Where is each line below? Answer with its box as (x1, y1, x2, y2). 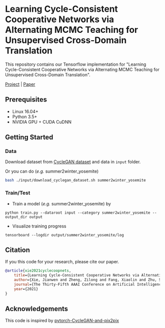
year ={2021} (14, 286, 38, 291)
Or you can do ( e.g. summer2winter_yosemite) (5, 168, 99, 175)
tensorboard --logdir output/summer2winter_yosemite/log (5, 232, 124, 237)
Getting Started (5, 133, 54, 142)
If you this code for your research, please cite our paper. (5, 259, 119, 265)
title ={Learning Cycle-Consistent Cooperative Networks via (14, 273, 139, 278)
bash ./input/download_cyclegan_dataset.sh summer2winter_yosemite (5, 178, 146, 183)
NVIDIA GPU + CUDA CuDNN (12, 119, 72, 125)
